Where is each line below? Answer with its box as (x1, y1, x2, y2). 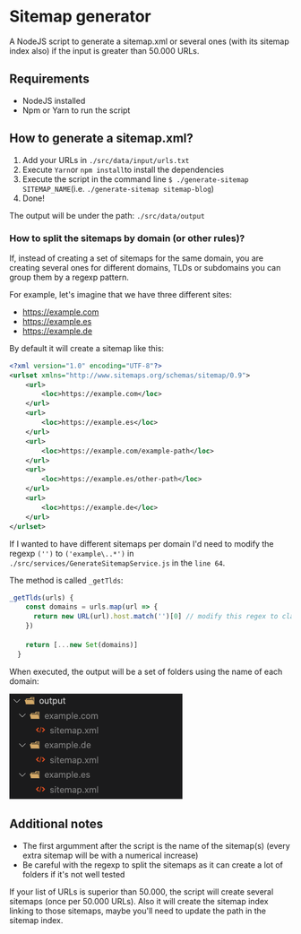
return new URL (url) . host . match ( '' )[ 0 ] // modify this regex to (32, 612, 279, 621)
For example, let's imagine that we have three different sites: (9, 289, 233, 299)
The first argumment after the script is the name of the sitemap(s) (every (21, 840, 291, 851)
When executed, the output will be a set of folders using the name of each (9, 666, 283, 677)
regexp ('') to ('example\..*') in (9, 548, 134, 558)
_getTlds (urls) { (9, 593, 74, 602)
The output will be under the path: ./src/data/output (9, 210, 205, 221)
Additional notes (9, 817, 104, 832)
